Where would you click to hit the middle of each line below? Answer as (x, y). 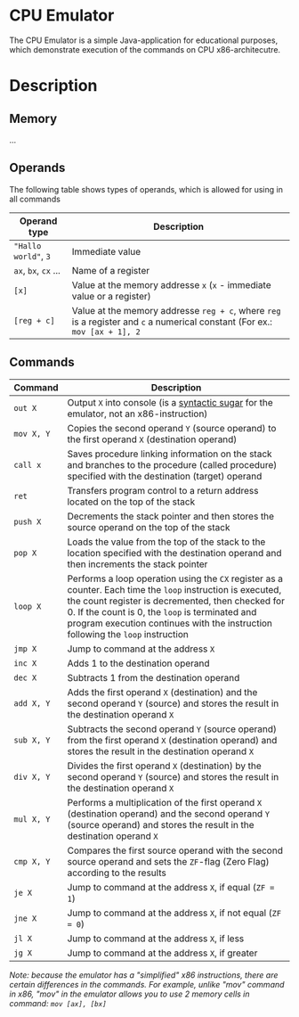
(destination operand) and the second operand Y (168, 814)
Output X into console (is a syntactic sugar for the (170, 402)
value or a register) (111, 296)
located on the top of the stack (131, 502)
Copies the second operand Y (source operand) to (172, 428)
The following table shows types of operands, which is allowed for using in (146, 189)
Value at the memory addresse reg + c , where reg (176, 310)
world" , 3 (32, 256)
